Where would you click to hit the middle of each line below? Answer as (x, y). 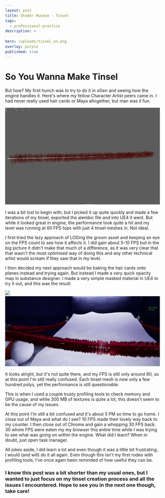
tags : (11, 21)
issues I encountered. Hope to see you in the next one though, (81, 485)
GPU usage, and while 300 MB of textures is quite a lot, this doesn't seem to (82, 399)
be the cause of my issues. (32, 404)
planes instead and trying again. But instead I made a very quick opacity (78, 273)
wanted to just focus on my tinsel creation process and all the (80, 479)
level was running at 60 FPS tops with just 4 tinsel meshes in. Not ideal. (77, 228)
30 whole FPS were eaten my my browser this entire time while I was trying (81, 429)
